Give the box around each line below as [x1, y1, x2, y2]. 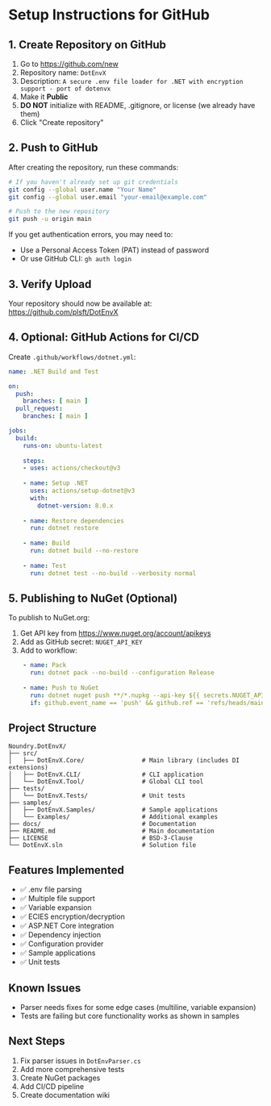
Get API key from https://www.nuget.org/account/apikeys [19, 628, 211, 638]
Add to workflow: [19, 645, 78, 655]
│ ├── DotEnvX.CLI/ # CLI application [8, 770, 204, 779]
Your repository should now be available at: [8, 298, 152, 308]
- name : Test [23, 561, 67, 570]
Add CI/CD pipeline [19, 1081, 85, 1091]
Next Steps [8, 1034, 65, 1048]
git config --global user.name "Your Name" [8, 186, 157, 194]
